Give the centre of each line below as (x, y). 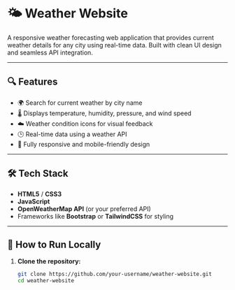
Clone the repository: (49, 261)
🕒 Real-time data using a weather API (72, 134)
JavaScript (34, 201)
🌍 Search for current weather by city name (80, 103)
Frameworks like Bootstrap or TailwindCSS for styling (95, 216)
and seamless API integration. (50, 52)
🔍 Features (33, 82)
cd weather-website (46, 281)
